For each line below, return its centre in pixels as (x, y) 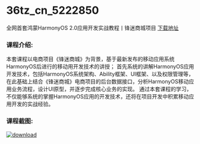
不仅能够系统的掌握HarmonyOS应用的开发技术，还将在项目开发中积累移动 (98, 97)
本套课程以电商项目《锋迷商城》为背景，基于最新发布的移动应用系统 (90, 59)
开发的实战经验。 (32, 104)
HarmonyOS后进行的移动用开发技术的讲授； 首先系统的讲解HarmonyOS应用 (100, 67)
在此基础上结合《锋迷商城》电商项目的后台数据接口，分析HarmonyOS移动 (98, 82)
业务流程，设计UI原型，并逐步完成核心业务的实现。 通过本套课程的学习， (102, 89)
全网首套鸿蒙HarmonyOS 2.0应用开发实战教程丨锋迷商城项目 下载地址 (92, 28)
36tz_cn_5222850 (53, 10)
